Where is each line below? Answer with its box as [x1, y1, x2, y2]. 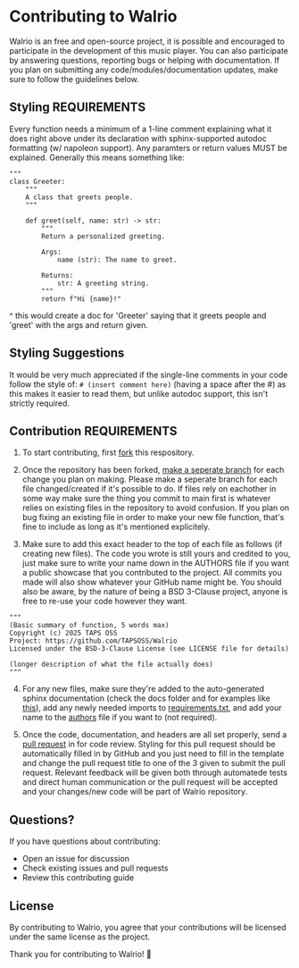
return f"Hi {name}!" [41, 294, 122, 303]
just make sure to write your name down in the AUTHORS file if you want [21, 558, 290, 568]
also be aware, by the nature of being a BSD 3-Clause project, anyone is [21, 586, 288, 597]
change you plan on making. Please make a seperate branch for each [21, 474, 278, 484]
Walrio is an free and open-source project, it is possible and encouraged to [9, 36, 286, 46]
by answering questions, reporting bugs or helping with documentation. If [9, 55, 280, 65]
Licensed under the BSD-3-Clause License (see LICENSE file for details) [9, 644, 290, 653]
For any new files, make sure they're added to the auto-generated [21, 684, 265, 694]
